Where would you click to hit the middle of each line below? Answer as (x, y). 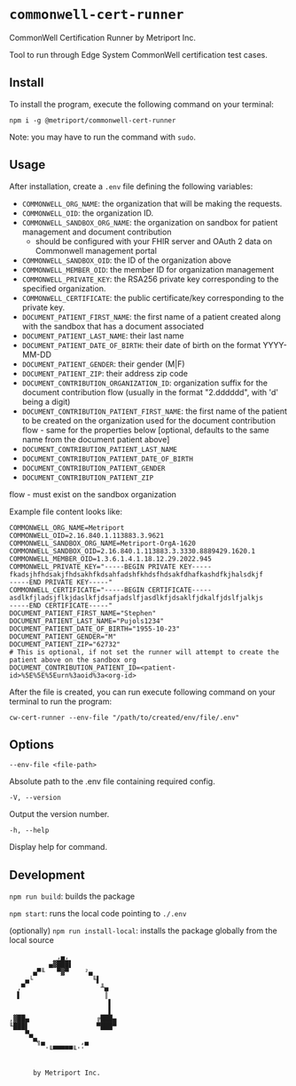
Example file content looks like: (66, 511)
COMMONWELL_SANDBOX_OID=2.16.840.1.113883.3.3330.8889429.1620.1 (132, 551)
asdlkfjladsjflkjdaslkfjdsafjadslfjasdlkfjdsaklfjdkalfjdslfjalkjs (136, 598)
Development (47, 875)
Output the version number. (59, 814)
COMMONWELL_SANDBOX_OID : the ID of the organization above (127, 260)
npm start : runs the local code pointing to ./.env (98, 914)
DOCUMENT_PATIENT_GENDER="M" (63, 637)
